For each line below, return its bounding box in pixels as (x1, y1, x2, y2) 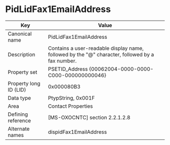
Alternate (8, 125, 30, 132)
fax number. (48, 57, 77, 64)
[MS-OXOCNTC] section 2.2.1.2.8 (48, 114, 131, 121)
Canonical (8, 30, 32, 37)
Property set (8, 68, 37, 76)
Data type (8, 94, 31, 101)
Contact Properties (48, 102, 93, 109)
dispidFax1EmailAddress (48, 128, 107, 135)
